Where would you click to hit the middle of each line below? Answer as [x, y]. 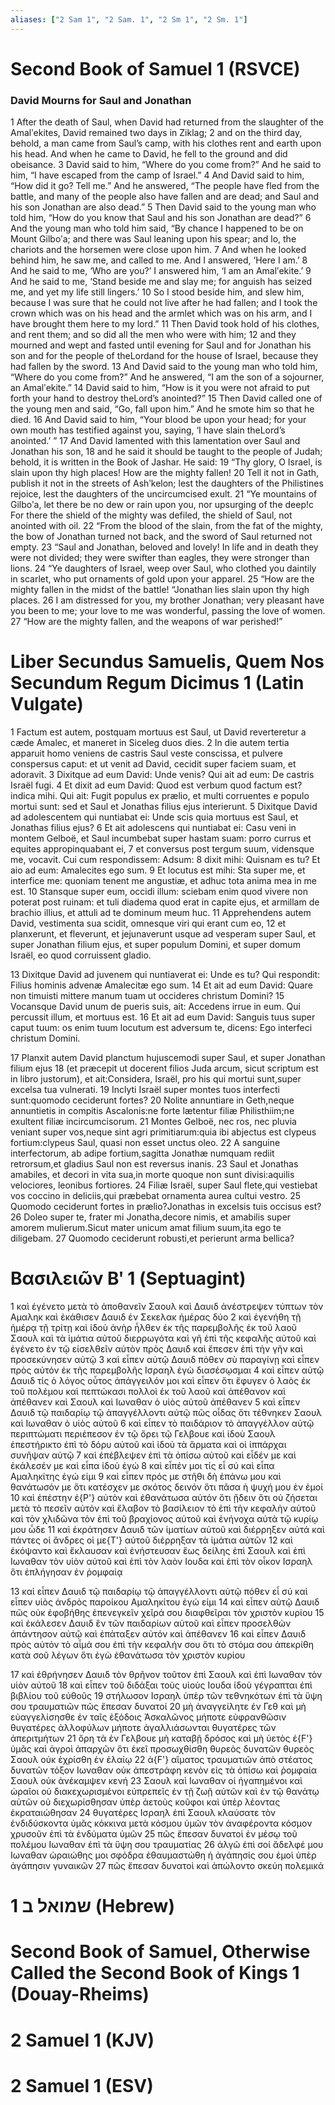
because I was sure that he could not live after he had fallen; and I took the [164, 303]
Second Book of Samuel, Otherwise [160, 1952]
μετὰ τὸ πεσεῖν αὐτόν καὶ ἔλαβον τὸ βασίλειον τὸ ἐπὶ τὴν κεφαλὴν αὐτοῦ [163, 1508]
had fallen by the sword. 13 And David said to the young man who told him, [164, 367]
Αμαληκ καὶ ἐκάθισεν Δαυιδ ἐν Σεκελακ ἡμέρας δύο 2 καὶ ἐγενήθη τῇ [156, 1317]
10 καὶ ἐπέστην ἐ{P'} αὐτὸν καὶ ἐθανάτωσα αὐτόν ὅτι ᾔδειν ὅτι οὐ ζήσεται [164, 1497]
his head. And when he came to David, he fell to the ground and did [149, 154]
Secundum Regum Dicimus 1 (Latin [157, 683]
